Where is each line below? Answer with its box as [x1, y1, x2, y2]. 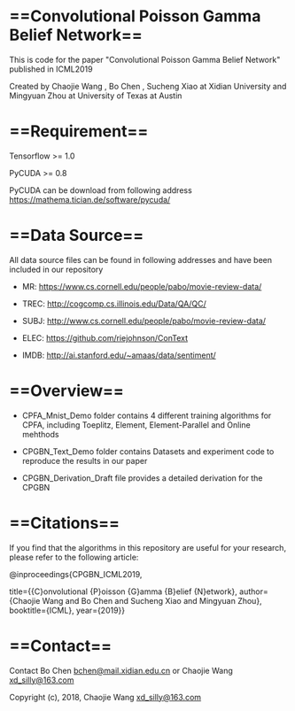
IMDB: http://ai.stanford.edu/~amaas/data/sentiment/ [21, 350, 217, 360]
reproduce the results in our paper [21, 455, 148, 466]
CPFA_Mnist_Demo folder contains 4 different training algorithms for [21, 410, 272, 421]
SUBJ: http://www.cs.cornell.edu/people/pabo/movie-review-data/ [21, 315, 267, 326]
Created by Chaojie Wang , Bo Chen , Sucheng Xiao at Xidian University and [9, 81, 287, 91]
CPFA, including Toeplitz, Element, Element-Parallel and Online [21, 419, 251, 430]
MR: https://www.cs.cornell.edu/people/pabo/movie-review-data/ [21, 281, 262, 291]
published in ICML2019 [9, 64, 93, 74]
